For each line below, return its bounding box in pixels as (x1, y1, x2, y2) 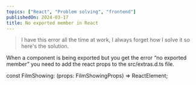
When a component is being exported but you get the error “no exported (6, 54, 187, 62)
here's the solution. (21, 42, 69, 50)
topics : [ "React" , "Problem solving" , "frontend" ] (6, 8, 136, 15)
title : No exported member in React (6, 20, 98, 26)
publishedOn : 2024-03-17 (6, 14, 69, 20)
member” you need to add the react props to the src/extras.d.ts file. (6, 60, 175, 68)
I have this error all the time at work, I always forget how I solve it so (21, 37, 190, 44)
